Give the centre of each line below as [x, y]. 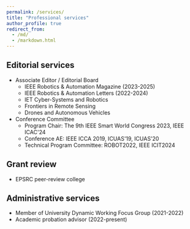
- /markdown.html [34, 40]
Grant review [32, 164]
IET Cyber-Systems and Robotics [66, 99]
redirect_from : [26, 29]
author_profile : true [34, 23]
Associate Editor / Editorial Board [57, 80]
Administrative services [53, 199]
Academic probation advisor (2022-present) [71, 220]
